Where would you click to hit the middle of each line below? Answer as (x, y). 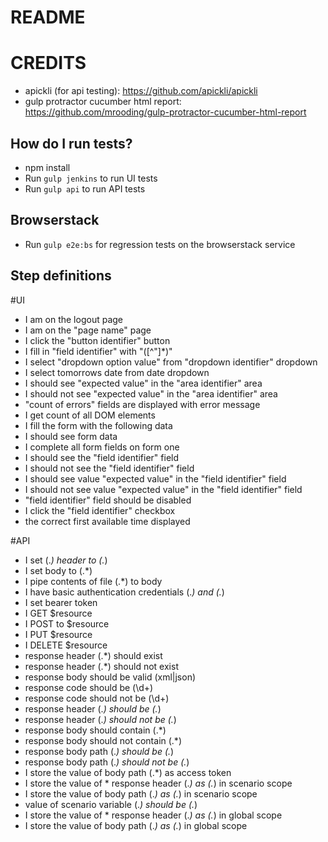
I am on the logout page (73, 319)
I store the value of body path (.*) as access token (128, 772)
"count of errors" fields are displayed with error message (142, 404)
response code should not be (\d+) (97, 698)
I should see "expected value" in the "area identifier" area (143, 383)
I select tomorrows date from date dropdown (117, 372)
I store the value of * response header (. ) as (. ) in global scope (153, 815)
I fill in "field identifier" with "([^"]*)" (98, 351)
